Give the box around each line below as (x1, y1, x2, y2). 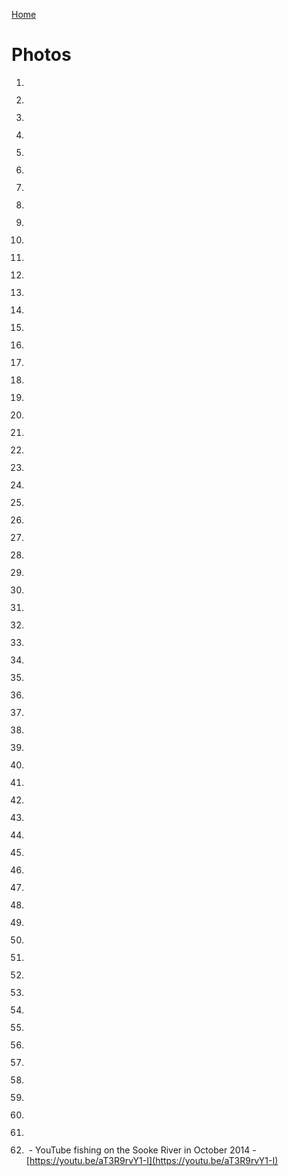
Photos (11, 44, 72, 66)
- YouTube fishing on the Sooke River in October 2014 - (28, 1144, 257, 1156)
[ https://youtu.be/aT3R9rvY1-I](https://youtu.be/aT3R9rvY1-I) (25, 1154, 279, 1166)
